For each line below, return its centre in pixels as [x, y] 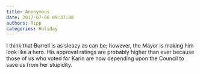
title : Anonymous [28, 12]
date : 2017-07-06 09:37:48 [40, 17]
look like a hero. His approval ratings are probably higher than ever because [100, 52]
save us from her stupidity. [39, 65]
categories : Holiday [32, 29]
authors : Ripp [24, 23]
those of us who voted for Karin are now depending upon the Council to [95, 58]
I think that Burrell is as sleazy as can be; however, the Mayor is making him [100, 46]
